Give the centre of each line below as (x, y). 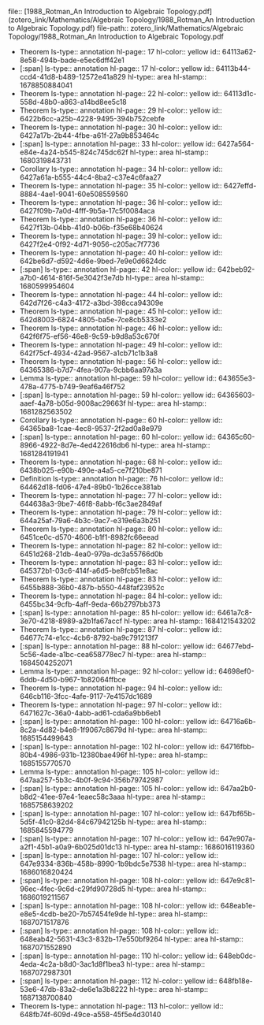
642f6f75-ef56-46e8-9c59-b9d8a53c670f (89, 336)
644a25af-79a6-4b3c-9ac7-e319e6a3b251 (90, 520)
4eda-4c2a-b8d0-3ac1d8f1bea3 (72, 964)
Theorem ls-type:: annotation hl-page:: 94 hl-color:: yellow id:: (121, 688)
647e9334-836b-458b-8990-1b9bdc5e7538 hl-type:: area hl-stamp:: (133, 863)
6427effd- (240, 186)
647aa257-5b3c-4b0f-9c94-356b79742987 (91, 780)
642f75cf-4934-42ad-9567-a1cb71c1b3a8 (89, 353)
